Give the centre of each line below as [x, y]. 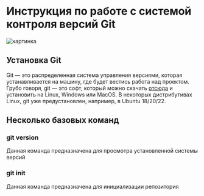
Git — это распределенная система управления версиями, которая [94, 75]
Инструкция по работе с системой [99, 11]
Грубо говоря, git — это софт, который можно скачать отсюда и [90, 88]
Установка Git [34, 60]
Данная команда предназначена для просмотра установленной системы [102, 151]
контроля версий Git [61, 24]
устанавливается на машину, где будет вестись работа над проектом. [98, 81]
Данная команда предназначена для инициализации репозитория [93, 186]
